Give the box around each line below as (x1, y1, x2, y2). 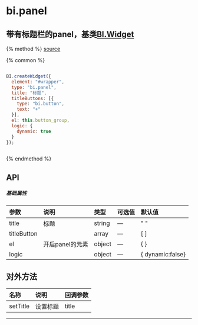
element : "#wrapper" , (11, 79, 65, 85)
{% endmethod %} (6, 155, 52, 162)
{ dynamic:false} (140, 250, 186, 258)
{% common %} (6, 57, 45, 63)
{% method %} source (6, 46, 61, 52)
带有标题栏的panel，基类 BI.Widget (6, 29, 134, 39)
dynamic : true (16, 128, 51, 134)
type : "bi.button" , (16, 101, 65, 107)
